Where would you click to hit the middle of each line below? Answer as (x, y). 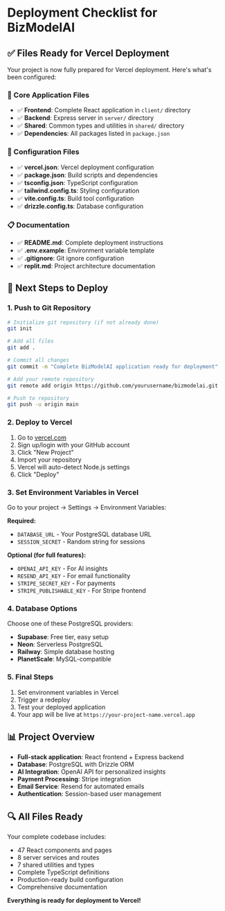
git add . (21, 348)
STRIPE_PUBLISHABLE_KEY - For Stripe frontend (82, 590)
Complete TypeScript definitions (63, 872)
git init (20, 329)
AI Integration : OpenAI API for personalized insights (91, 772)
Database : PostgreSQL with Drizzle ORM (75, 765)
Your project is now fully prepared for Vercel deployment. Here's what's (109, 70)
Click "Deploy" (38, 474)
